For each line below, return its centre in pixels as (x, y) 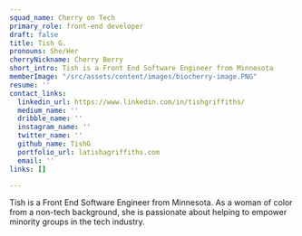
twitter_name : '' (50, 136)
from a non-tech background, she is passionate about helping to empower (148, 212)
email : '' (36, 160)
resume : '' (30, 85)
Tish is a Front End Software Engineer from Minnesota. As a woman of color (151, 203)
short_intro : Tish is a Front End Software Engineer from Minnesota (141, 69)
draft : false (34, 34)
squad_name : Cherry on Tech (63, 18)
